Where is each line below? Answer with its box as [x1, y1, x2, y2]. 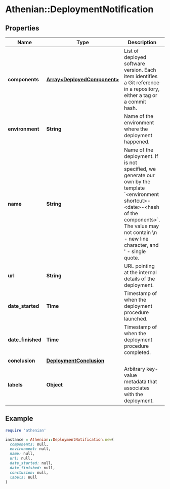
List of [123, 47, 139, 54]
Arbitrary [123, 366, 146, 372]
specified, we [123, 166, 156, 172]
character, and [123, 242, 159, 248]
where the [123, 125, 148, 133]
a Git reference [123, 79, 160, 86]
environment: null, [10, 446, 51, 451]
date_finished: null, [10, 465, 56, 470]
